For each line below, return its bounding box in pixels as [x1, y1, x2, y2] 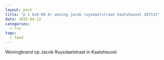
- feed [9, 35, 23, 40]
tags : [5, 30, 16, 35]
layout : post [5, 7, 32, 12]
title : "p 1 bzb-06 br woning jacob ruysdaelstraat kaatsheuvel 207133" [5, 12, 160, 17]
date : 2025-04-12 [5, 16, 41, 21]
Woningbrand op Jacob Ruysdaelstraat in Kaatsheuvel [5, 48, 117, 55]
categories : [5, 21, 30, 26]
